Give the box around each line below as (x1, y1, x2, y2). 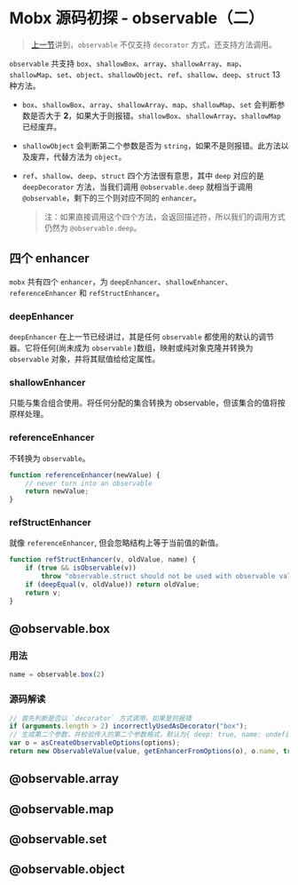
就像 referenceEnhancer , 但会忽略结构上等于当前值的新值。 (9, 538, 223, 548)
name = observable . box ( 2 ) (9, 670, 105, 680)
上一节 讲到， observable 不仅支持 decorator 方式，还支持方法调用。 (30, 39, 277, 50)
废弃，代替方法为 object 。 (29, 151, 127, 162)
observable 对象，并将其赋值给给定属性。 (9, 354, 161, 364)
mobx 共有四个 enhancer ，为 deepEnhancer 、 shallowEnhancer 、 (9, 276, 233, 287)
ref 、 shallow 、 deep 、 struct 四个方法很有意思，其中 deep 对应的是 (21, 170, 264, 180)
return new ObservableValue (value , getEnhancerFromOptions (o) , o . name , (9, 747, 279, 756)
